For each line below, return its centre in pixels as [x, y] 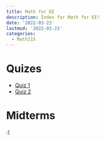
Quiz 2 [23, 91]
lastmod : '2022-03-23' [34, 28]
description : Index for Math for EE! [53, 17]
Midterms [31, 116]
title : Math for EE [30, 12]
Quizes [24, 69]
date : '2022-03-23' [30, 23]
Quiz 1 [22, 85]
